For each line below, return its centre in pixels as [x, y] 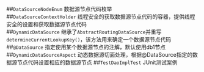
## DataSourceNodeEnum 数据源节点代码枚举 [59, 9]
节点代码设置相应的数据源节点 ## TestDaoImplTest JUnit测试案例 [97, 62]
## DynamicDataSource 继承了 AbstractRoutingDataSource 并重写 [84, 32]
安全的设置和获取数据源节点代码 [46, 24]
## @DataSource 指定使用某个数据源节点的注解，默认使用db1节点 [86, 47]
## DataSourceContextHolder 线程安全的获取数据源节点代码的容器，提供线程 [101, 16]
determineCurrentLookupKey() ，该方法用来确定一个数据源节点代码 [89, 39]
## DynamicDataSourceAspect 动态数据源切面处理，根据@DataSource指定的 [100, 55]
